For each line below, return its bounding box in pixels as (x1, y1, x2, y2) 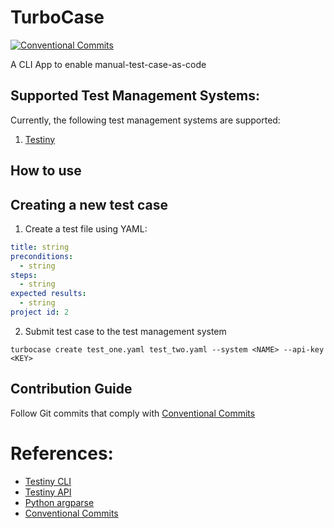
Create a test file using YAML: (24, 222, 148, 235)
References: (10, 442, 114, 465)
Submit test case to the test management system (24, 325, 227, 337)
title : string (10, 242, 70, 252)
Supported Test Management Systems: (10, 87, 260, 105)
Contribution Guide (10, 381, 133, 398)
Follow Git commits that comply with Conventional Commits (10, 407, 256, 419)
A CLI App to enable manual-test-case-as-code (10, 58, 207, 70)
